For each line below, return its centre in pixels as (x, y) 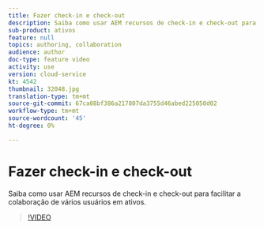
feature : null (32, 38)
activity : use (32, 67)
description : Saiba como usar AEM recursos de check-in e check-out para (132, 23)
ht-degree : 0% (32, 126)
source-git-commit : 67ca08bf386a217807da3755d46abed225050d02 (113, 103)
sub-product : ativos (42, 30)
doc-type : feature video (49, 60)
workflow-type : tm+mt (44, 111)
